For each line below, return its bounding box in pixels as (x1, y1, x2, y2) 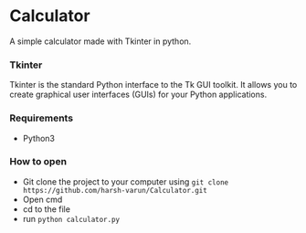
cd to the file (22, 203, 71, 215)
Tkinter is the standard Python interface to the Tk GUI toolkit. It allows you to (9, 79, 298, 90)
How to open (9, 155, 67, 168)
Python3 (22, 132, 55, 143)
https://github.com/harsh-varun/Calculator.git (22, 185, 207, 195)
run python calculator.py (22, 213, 121, 224)
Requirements (9, 111, 74, 124)
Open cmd (22, 194, 63, 205)
